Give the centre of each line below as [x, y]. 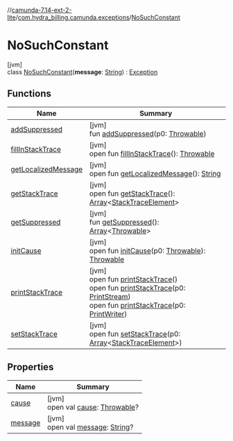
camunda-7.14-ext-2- [42, 10]
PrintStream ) [110, 296]
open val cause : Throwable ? [93, 407]
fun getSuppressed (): [124, 222]
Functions [29, 94]
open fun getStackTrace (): [132, 193]
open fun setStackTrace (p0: [135, 334]
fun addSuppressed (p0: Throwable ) [148, 133]
